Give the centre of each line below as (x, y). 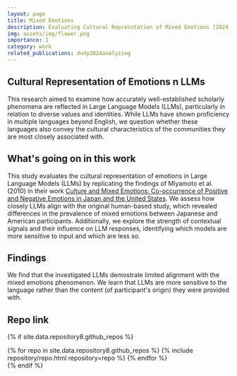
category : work (30, 47)
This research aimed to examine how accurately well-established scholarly (116, 99)
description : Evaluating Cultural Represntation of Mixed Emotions (109, 27)
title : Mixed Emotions (41, 20)
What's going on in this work (72, 159)
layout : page (26, 14)
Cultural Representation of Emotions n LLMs (107, 82)
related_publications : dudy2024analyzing (69, 54)
